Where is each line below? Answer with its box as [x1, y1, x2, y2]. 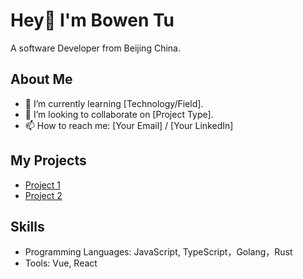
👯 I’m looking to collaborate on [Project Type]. [24, 108, 214, 120]
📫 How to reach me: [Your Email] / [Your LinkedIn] [24, 119, 234, 131]
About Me [10, 71, 73, 88]
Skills [10, 218, 45, 235]
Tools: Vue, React [24, 257, 98, 269]
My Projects [10, 152, 87, 169]
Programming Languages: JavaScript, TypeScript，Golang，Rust [24, 246, 293, 258]
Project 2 [24, 189, 63, 201]
